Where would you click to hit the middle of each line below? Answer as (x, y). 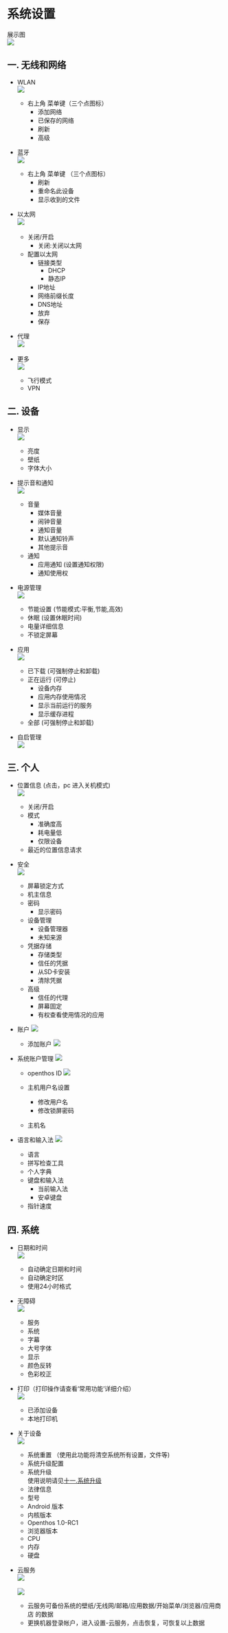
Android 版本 (45, 1506)
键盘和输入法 (45, 1181)
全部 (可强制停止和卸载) (60, 722)
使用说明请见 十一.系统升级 (64, 1481)
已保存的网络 (56, 120)
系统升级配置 (45, 1464)
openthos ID (45, 1073)
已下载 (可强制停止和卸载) (64, 670)
